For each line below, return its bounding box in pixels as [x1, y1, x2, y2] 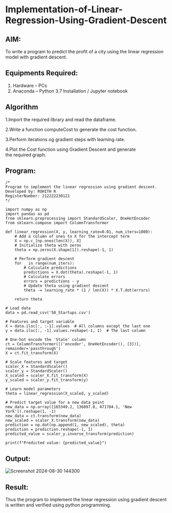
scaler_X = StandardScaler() [5, 364, 68, 369]
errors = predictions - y [24, 279, 80, 284]
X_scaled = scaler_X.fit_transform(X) [5, 373, 88, 378]
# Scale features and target [5, 360, 68, 365]
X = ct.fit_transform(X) [5, 350, 59, 356]
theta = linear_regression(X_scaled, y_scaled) [5, 391, 109, 396]
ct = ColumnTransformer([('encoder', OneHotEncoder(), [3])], [5, 342, 141, 347]
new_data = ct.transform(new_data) [5, 413, 82, 419]
